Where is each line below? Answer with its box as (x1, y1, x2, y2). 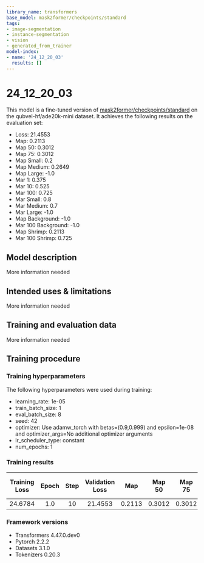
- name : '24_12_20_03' (6, 54, 64, 60)
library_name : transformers (6, 9, 78, 15)
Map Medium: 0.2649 (15, 163, 70, 171)
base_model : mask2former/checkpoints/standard (6, 15, 126, 21)
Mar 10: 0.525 (15, 183, 50, 190)
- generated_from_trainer (6, 43, 72, 49)
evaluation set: (6, 119, 43, 127)
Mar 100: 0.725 (15, 189, 53, 197)
